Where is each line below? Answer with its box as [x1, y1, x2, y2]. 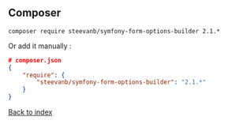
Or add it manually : [8, 41, 72, 51]
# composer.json [8, 56, 62, 64]
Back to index [8, 107, 53, 117]
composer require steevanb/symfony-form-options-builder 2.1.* [8, 27, 221, 35]
